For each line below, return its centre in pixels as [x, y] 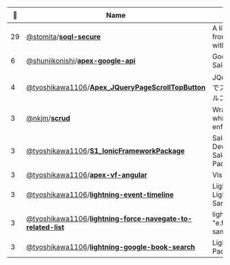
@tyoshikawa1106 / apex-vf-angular [87, 175]
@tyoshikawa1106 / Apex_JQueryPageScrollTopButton [116, 87]
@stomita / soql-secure [64, 37]
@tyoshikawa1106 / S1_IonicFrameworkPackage [105, 151]
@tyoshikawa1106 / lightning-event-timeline [100, 195]
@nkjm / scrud [48, 118]
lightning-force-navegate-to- [141, 219]
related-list [46, 227]
